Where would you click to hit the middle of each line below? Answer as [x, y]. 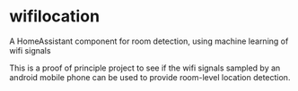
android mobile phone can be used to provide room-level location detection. [150, 77]
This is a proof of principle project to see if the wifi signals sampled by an [145, 68]
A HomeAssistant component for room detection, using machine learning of [149, 41]
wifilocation [55, 17]
